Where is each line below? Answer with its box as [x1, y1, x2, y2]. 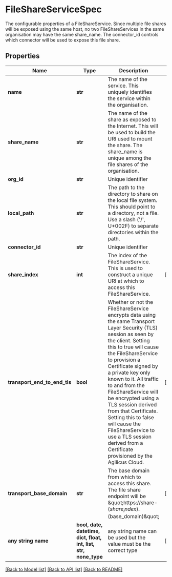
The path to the [107, 183, 145, 191]
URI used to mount [107, 135, 153, 142]
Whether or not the [107, 298, 154, 305]
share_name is [107, 148, 143, 155]
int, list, [76, 540, 95, 547]
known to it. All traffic [107, 375, 159, 382]
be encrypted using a [107, 395, 159, 402]
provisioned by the [107, 452, 153, 459]
